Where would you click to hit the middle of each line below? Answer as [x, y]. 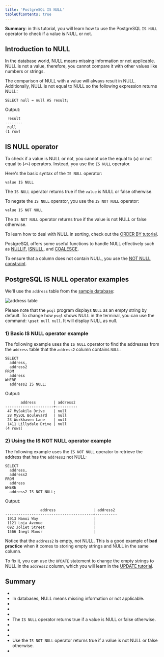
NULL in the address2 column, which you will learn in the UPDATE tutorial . [79, 566]
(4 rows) [14, 429]
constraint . [16, 264]
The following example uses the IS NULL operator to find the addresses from [82, 344]
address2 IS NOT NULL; [33, 492]
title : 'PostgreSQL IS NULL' [35, 10]
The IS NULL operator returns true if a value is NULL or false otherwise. [84, 620]
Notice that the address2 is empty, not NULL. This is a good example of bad [81, 541]
